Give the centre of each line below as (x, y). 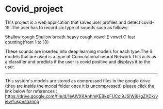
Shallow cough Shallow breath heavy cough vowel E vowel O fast (70, 37)
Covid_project (34, 9)
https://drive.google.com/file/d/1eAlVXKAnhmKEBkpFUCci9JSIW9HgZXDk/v (81, 96)
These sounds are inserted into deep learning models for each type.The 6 (79, 51)
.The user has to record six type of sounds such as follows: (70, 27)
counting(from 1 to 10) (27, 42)
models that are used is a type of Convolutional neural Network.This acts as (81, 56)
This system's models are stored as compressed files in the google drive (78, 80)
